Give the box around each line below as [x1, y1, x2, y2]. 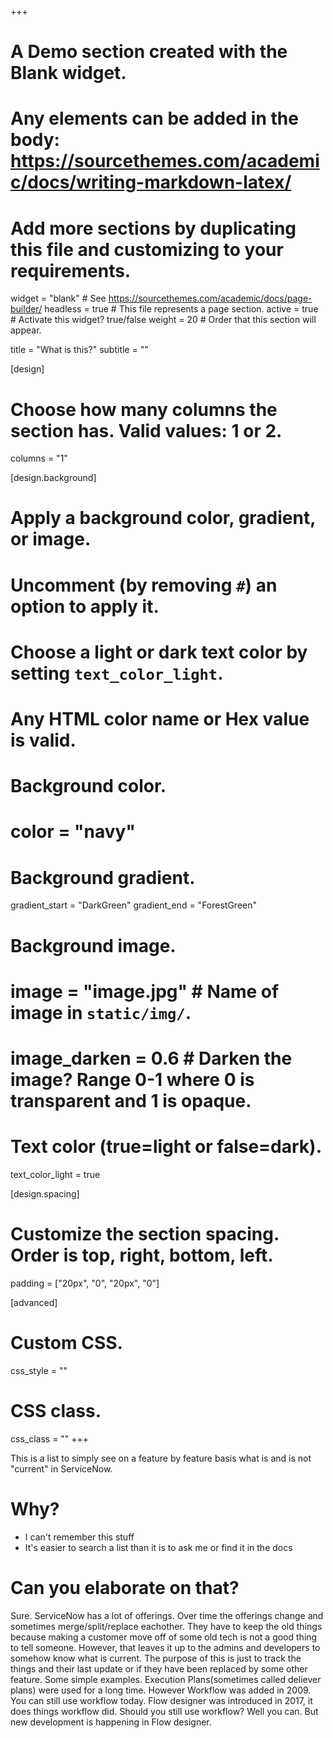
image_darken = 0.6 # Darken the [10, 1047, 293, 1070]
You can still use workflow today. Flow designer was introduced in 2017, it [10, 1694, 313, 1706]
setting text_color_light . [10, 662, 224, 685]
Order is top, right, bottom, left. [10, 1244, 274, 1266]
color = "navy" [10, 821, 136, 843]
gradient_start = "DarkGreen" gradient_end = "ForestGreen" [10, 899, 258, 911]
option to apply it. [10, 595, 160, 618]
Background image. [10, 934, 177, 957]
